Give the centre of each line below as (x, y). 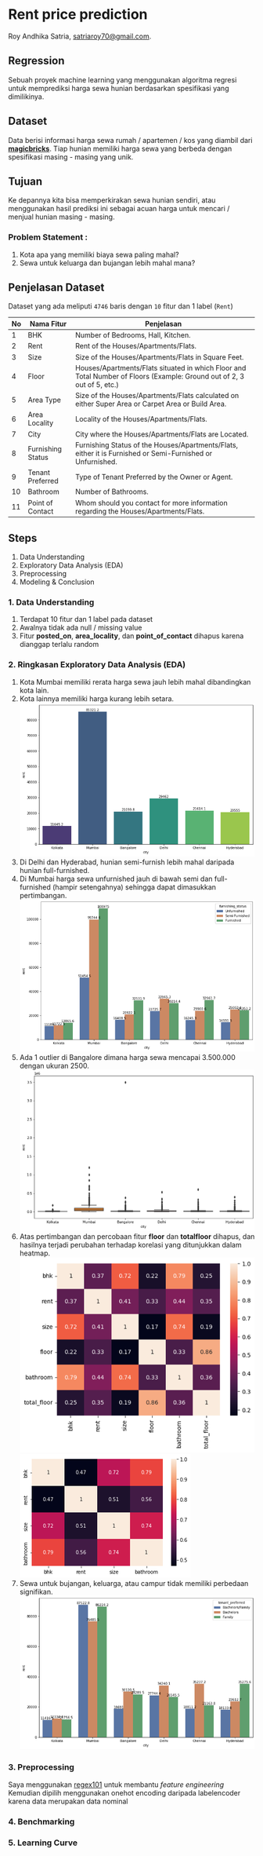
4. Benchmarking (41, 1821)
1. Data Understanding (51, 602)
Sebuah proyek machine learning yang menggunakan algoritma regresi (122, 79)
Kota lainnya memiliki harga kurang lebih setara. (97, 698)
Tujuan (25, 181)
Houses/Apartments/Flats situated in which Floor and (161, 367)
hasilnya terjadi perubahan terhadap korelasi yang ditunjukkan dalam (130, 1244)
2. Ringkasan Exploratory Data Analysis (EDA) (97, 665)
